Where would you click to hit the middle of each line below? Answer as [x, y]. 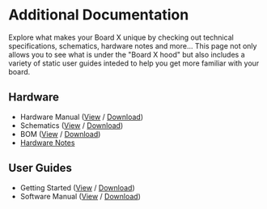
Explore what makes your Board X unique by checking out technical [121, 37]
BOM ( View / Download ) [60, 134]
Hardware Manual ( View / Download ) [82, 117]
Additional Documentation [99, 15]
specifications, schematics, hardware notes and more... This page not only [133, 45]
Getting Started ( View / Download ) [77, 187]
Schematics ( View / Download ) [72, 125]
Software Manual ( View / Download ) [81, 196]
